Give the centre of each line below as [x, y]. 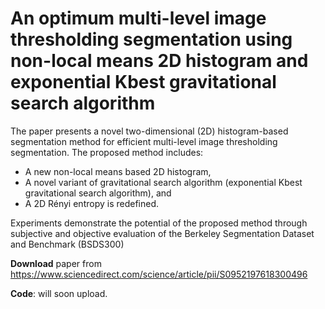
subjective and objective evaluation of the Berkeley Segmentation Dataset [162, 233]
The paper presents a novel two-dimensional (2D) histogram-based [149, 131]
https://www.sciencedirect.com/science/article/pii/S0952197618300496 [159, 274]
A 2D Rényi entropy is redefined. [92, 203]
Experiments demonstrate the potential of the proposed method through [159, 223]
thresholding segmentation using [151, 39]
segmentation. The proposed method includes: [107, 152]
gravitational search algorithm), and [98, 193]
